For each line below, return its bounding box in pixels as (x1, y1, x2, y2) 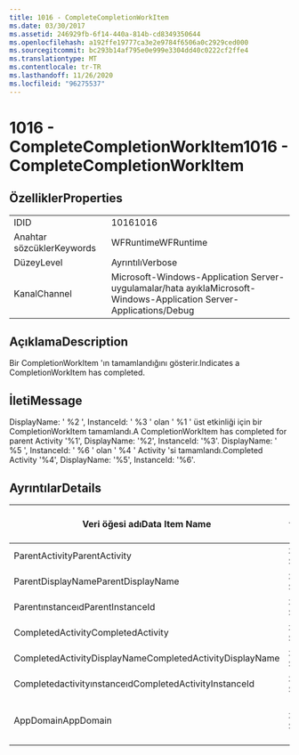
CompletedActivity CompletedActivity (13, 627, 169, 639)
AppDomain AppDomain (13, 714, 113, 727)
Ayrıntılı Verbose (110, 256, 178, 268)
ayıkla (185, 281, 211, 294)
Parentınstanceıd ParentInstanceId (13, 601, 156, 613)
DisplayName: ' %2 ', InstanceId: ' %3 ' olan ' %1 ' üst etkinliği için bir (9, 417, 263, 427)
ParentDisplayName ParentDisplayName (13, 575, 180, 588)
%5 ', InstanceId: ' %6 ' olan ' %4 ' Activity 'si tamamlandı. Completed (9, 445, 263, 456)
